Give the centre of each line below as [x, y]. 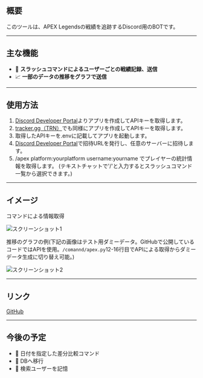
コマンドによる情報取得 [35, 216]
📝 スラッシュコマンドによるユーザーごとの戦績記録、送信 [86, 69]
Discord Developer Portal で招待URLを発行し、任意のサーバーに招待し [101, 144]
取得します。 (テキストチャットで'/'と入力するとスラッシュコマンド [109, 166]
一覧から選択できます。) [43, 174]
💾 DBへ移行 [29, 361]
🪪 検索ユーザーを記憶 [41, 368]
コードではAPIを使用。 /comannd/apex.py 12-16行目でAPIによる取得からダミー [101, 250]
